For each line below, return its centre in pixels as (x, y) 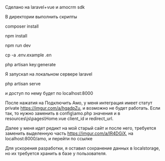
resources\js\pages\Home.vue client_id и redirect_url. (59, 119)
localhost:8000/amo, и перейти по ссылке (49, 139)
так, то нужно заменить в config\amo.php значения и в (63, 113)
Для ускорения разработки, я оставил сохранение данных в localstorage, (82, 148)
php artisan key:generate (31, 64)
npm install (16, 36)
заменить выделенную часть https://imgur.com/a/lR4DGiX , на (69, 133)
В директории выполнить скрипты (41, 17)
